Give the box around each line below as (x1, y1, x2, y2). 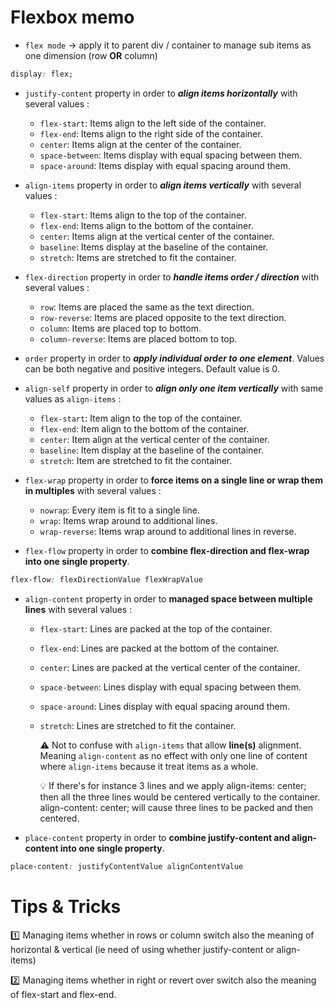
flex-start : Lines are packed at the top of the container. (39, 622, 273, 635)
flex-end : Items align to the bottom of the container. (39, 219, 254, 231)
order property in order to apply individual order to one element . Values (24, 352, 325, 364)
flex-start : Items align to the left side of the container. (39, 117, 267, 129)
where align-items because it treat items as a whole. (39, 760, 259, 772)
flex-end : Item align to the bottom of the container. (39, 422, 250, 435)
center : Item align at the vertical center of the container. (39, 433, 270, 445)
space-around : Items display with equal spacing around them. (39, 159, 292, 171)
